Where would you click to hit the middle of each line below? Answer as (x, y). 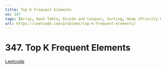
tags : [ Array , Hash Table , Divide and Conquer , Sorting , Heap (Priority (82, 19)
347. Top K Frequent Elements (68, 48)
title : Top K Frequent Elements (38, 10)
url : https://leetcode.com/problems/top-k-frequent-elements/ (70, 23)
